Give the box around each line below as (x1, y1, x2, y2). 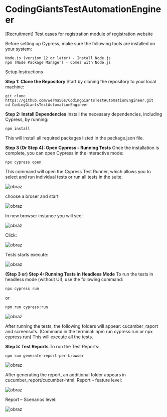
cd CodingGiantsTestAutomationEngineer (5, 102, 89, 107)
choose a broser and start (5, 193, 59, 199)
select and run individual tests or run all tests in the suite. (5, 174, 123, 180)
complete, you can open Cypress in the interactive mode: (5, 150, 124, 156)
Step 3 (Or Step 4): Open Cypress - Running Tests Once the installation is (5, 145, 159, 151)
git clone (5, 93, 26, 98)
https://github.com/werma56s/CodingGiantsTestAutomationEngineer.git (5, 98, 154, 103)
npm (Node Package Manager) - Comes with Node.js (5, 60, 111, 65)
